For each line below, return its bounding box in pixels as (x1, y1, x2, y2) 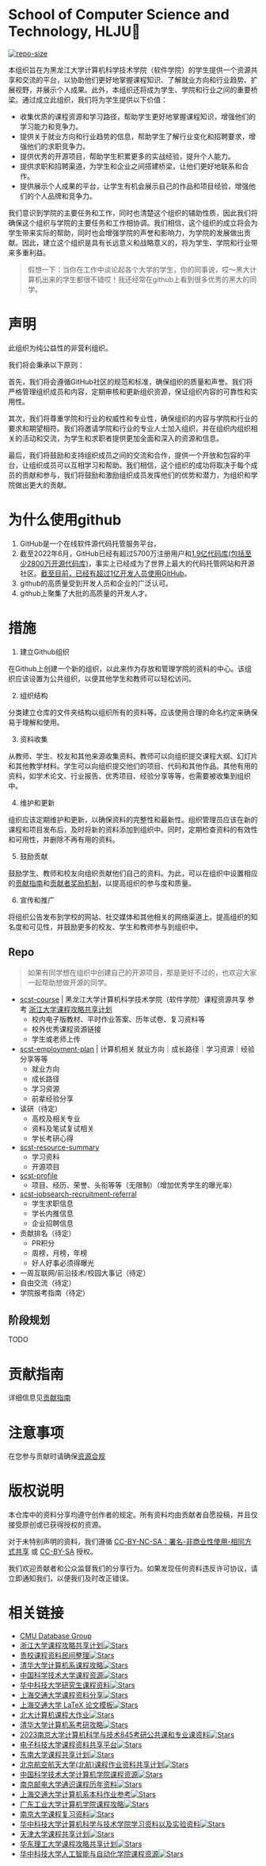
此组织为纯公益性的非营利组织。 (8, 343, 112, 353)
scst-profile (19, 1170, 58, 1180)
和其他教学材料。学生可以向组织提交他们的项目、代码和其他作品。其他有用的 (8, 761, 258, 771)
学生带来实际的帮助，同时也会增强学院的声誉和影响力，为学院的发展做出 (8, 228, 244, 238)
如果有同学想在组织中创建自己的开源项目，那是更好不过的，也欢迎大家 (27, 968, 257, 977)
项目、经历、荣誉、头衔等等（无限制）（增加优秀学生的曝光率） (31, 1180, 237, 1189)
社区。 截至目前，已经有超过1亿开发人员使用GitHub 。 (19, 568, 192, 578)
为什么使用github (8, 511, 122, 529)
